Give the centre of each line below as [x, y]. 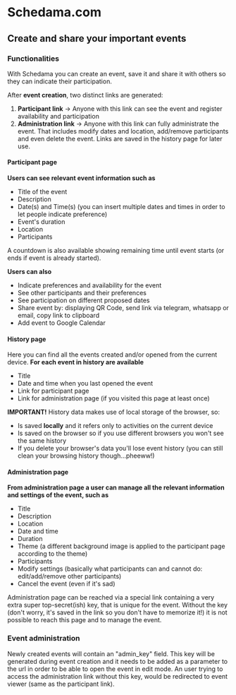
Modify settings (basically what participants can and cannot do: [110, 569]
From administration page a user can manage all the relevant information [116, 487]
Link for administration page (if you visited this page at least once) [113, 398]
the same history [42, 441]
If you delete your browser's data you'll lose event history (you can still [120, 449]
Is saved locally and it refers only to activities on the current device [115, 426]
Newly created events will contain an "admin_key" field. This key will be [111, 653]
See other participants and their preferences [82, 293]
